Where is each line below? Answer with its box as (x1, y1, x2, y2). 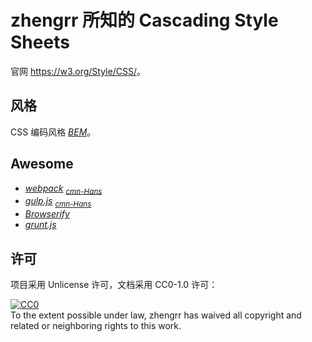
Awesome (10, 156, 74, 173)
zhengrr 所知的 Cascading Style (10, 9, 279, 32)
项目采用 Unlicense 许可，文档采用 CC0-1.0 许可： (10, 278, 218, 290)
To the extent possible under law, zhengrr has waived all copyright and (10, 309, 302, 321)
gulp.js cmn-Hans (24, 195, 92, 210)
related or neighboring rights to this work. (10, 319, 182, 331)
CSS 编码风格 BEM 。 (10, 126, 97, 138)
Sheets (10, 31, 70, 54)
